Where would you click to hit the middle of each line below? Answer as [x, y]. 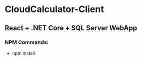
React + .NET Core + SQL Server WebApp [71, 28]
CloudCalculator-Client [54, 9]
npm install [23, 53]
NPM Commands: [27, 42]
